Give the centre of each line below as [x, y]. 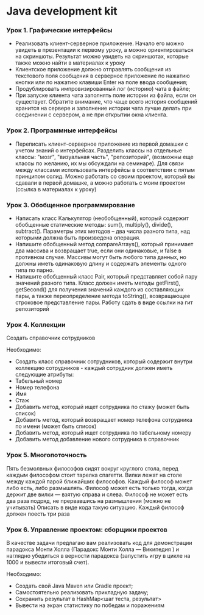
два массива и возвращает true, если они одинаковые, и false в [98, 251]
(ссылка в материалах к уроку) [56, 189]
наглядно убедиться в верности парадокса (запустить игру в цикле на [98, 555]
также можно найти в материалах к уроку [70, 63]
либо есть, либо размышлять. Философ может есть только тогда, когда [100, 488]
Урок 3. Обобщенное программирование [71, 205]
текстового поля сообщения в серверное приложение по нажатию [102, 76]
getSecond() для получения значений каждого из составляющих [99, 290]
